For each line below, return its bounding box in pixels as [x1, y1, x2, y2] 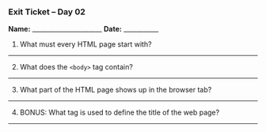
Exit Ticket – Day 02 [8, 6, 85, 17]
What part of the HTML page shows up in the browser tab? [19, 85, 212, 95]
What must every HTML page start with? [19, 40, 152, 49]
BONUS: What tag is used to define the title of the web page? [19, 107, 220, 117]
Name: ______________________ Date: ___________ [8, 25, 159, 34]
